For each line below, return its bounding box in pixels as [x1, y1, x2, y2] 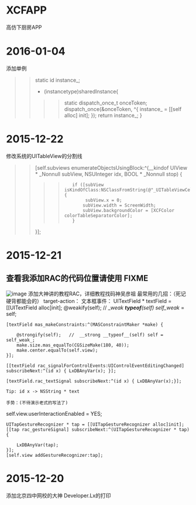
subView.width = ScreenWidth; [82, 202, 156, 208]
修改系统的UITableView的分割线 [6, 152, 82, 159]
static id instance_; [35, 76, 80, 83]
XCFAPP [6, 4, 47, 17]
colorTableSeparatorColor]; [64, 213, 133, 218]
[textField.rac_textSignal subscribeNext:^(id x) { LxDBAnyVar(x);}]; [6, 378, 182, 384]
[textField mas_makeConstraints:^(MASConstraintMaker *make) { [6, 321, 164, 328]
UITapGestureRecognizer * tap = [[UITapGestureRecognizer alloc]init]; [6, 421, 184, 427]
